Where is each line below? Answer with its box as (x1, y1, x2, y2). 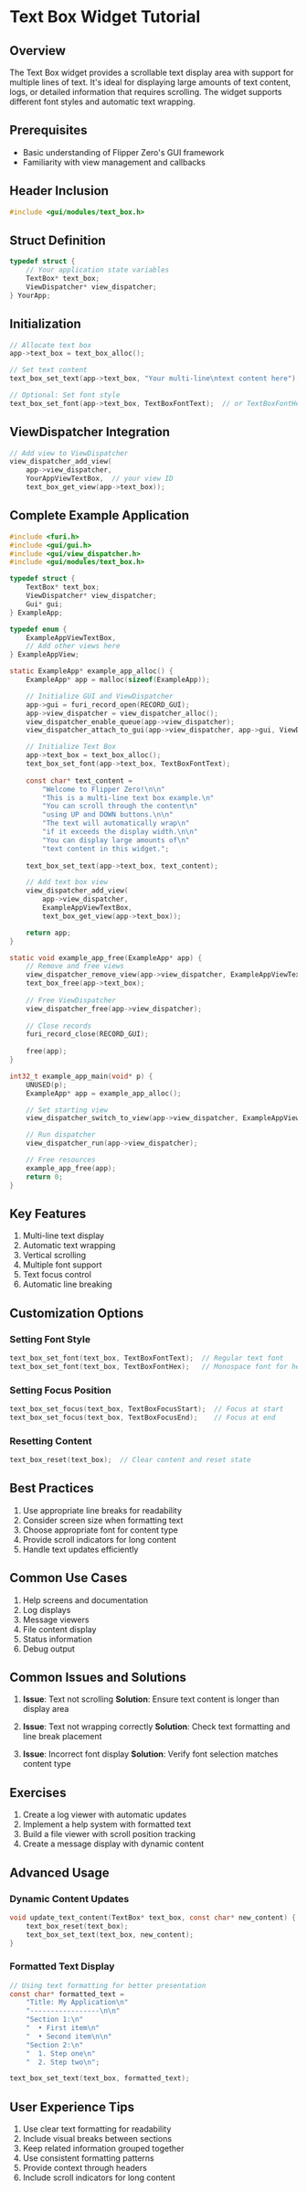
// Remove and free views (26, 962, 125, 971)
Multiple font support (22, 1259, 102, 1270)
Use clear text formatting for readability (22, 2123, 172, 2134)
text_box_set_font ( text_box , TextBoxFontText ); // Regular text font (9, 1353, 284, 1363)
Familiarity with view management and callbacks (22, 156, 206, 167)
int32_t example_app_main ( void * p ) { (9, 1072, 153, 1081)
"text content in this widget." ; (42, 844, 170, 853)
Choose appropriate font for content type (22, 1524, 178, 1535)
